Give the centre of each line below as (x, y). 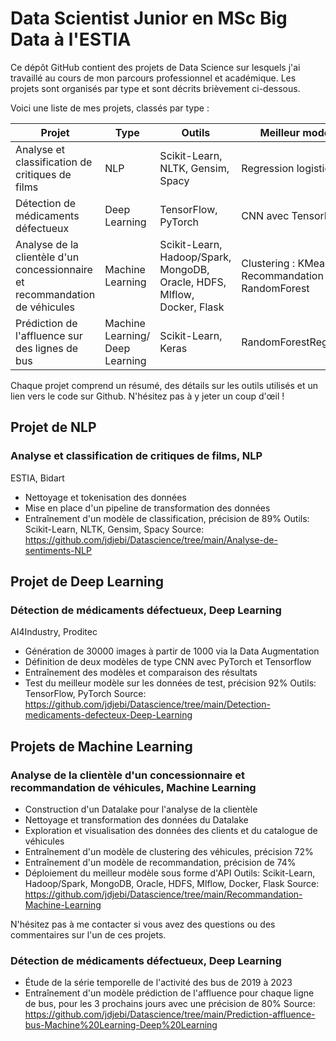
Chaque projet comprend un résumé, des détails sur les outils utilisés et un (164, 385)
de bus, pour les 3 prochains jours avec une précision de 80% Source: (170, 1004)
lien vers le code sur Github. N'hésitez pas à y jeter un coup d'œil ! (147, 396)
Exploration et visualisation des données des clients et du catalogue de (171, 830)
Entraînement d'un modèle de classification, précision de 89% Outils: (167, 518)
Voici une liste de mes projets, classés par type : (110, 108)
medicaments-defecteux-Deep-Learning (108, 715)
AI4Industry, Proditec (54, 632)
